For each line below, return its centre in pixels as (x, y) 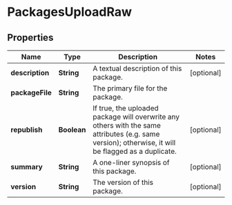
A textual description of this (137, 68)
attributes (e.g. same (126, 134)
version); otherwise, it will (134, 143)
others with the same (127, 125)
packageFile (31, 92)
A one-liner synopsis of (132, 163)
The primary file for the (130, 88)
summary (27, 167)
